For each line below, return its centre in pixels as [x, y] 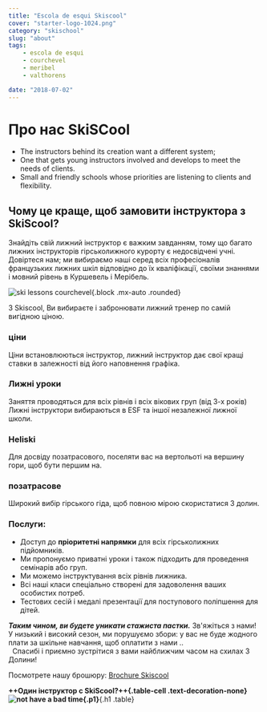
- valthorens [44, 75]
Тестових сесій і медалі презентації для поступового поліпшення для [139, 601]
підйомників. [42, 550]
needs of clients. [47, 168]
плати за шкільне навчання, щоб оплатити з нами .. [96, 642]
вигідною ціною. [36, 317]
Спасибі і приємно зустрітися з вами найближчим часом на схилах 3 [131, 651]
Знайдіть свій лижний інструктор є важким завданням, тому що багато [130, 243]
